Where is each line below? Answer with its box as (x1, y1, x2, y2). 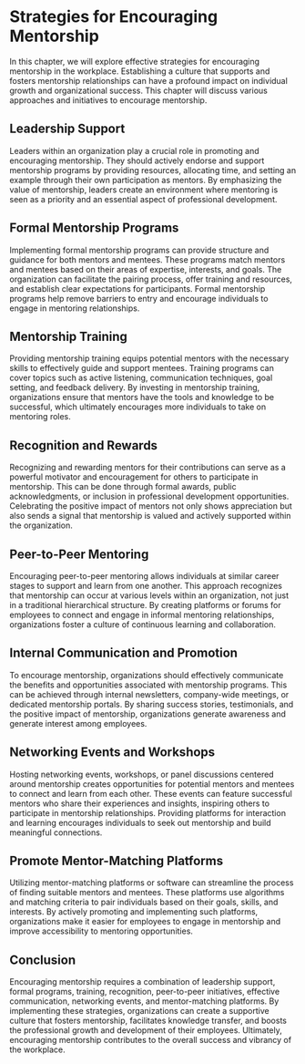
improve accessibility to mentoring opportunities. (9, 925, 194, 936)
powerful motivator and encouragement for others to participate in (9, 471, 259, 482)
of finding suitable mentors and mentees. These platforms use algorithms (9, 887, 285, 898)
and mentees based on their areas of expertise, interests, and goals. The (9, 263, 282, 274)
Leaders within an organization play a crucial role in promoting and (9, 145, 259, 156)
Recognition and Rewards (9, 438, 158, 453)
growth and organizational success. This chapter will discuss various (9, 85, 269, 96)
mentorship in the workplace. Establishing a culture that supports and (9, 66, 270, 77)
